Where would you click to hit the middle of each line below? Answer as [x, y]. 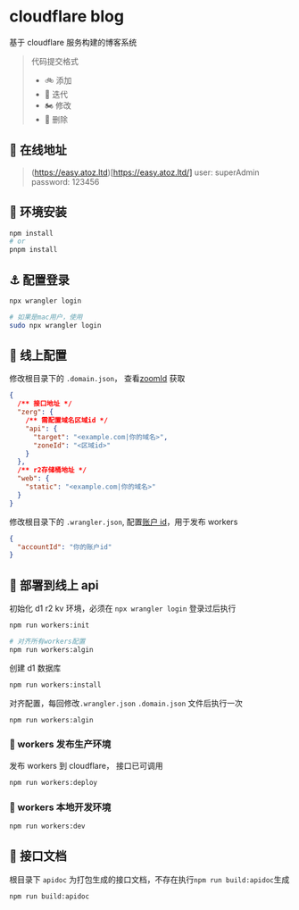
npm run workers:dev [48, 826]
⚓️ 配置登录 [39, 280]
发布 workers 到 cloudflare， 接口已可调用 [86, 765]
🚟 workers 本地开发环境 [60, 807]
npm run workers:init [50, 626]
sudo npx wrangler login [55, 325]
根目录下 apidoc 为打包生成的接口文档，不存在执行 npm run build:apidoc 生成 [149, 879]
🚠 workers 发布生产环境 [60, 745]
